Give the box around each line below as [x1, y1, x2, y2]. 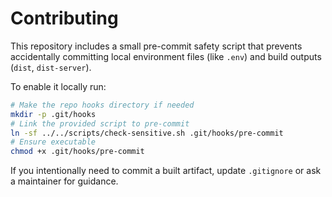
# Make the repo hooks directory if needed [10, 100, 195, 110]
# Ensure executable [10, 137, 97, 147]
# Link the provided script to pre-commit [10, 118, 190, 129]
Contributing [10, 7, 119, 30]
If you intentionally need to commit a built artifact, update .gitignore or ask [10, 165, 322, 177]
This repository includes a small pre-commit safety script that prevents [10, 40, 303, 52]
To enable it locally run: [10, 80, 107, 92]
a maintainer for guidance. [10, 175, 119, 187]
